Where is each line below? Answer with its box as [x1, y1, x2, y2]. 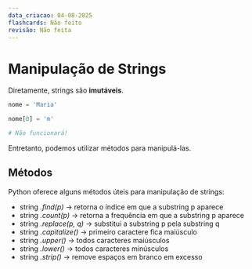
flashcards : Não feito [8, 19, 82, 27]
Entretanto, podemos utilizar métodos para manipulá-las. [8, 143, 192, 153]
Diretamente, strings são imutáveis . [8, 85, 124, 95]
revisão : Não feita [8, 26, 72, 34]
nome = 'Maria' [8, 101, 58, 109]
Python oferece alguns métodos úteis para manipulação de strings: [8, 187, 225, 196]
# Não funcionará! [8, 129, 68, 137]
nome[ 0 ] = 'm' [8, 115, 55, 123]
